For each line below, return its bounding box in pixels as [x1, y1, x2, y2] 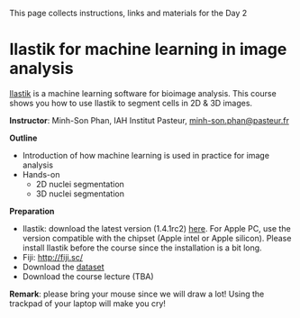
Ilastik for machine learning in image [9, 40, 287, 59]
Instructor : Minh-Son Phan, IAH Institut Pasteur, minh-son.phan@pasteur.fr [9, 114, 290, 125]
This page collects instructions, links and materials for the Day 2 [9, 8, 248, 18]
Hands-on [22, 168, 60, 179]
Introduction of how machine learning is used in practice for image [22, 150, 270, 160]
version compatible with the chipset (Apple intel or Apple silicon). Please [22, 232, 292, 243]
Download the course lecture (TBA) [22, 270, 155, 282]
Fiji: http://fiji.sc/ [22, 251, 84, 262]
